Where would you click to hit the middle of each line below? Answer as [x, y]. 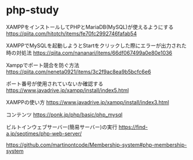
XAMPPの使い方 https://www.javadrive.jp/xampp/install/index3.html [88, 102]
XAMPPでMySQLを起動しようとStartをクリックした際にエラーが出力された [96, 45]
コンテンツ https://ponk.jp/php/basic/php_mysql [64, 115]
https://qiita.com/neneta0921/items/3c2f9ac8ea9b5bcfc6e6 [79, 72]
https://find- [133, 127]
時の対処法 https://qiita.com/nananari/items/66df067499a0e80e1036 [89, 52]
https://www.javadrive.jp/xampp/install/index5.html [68, 90]
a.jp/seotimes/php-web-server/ [44, 133]
